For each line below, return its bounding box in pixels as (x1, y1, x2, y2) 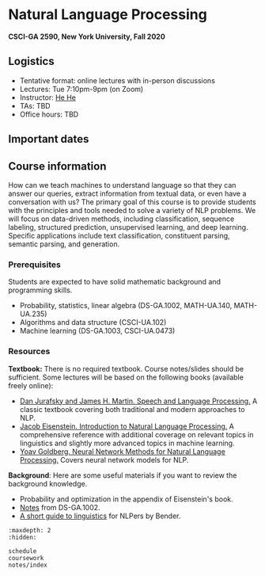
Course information (8, 159, 107, 173)
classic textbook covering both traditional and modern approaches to (19, 404, 245, 414)
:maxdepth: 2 (8, 526, 51, 534)
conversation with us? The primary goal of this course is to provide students (8, 196, 256, 207)
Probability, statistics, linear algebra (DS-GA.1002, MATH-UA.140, (19, 301, 233, 311)
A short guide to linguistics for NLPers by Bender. (19, 511, 181, 521)
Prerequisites (8, 259, 61, 270)
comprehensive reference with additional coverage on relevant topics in (19, 429, 254, 439)
